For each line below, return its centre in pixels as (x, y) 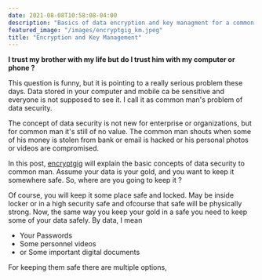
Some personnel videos (58, 244)
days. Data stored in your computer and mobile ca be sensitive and (116, 92)
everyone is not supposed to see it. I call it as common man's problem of (126, 100)
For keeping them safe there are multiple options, (87, 267)
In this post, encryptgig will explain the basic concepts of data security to (127, 164)
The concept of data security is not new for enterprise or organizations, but (130, 123)
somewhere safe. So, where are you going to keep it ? (95, 180)
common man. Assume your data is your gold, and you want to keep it (121, 172)
